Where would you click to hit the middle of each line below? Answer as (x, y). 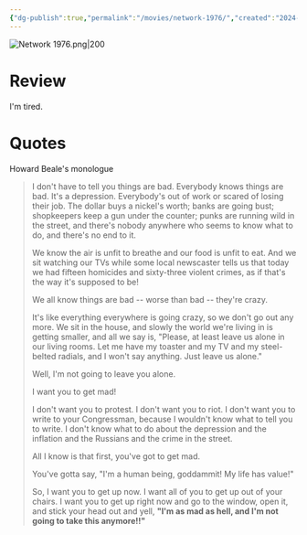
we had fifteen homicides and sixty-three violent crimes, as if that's (159, 272)
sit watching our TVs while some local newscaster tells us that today (160, 262)
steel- (272, 346)
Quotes (38, 143)
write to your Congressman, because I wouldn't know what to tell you (162, 419)
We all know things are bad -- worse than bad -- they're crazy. (149, 299)
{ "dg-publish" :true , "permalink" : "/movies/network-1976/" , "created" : (143, 18)
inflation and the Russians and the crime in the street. (132, 438)
